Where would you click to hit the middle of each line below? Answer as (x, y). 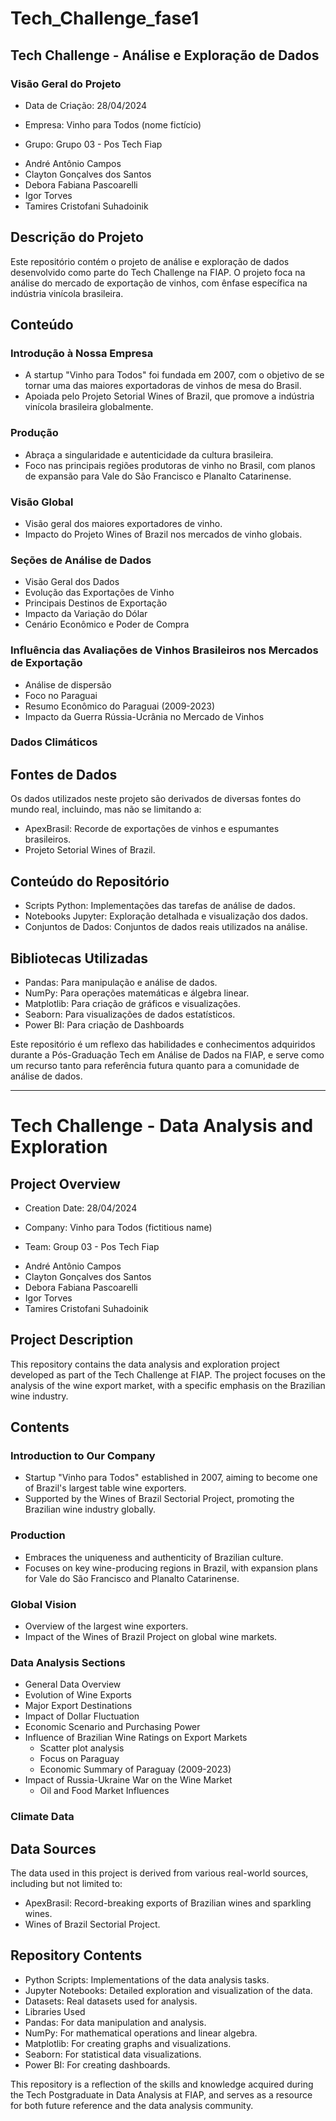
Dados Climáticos (54, 742)
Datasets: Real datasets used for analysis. (111, 2001)
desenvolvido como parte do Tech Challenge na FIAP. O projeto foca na (158, 272)
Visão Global (42, 502)
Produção (34, 433)
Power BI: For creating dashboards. (97, 2064)
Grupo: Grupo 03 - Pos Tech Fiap (93, 144)
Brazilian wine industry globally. (90, 1509)
